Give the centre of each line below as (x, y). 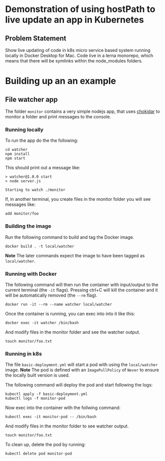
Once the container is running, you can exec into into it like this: (70, 314)
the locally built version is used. (38, 375)
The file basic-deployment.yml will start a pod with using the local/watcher (82, 365)
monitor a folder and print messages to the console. (58, 117)
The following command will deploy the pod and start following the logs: (79, 385)
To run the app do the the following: (42, 140)
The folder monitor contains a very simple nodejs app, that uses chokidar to (82, 111)
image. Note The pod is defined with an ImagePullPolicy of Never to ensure (82, 370)
